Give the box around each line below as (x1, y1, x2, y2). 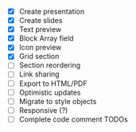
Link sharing (18, 69, 60, 79)
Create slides (18, 16, 63, 25)
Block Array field (18, 33, 74, 43)
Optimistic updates (18, 87, 81, 97)
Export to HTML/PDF (18, 79, 87, 88)
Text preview (18, 25, 62, 34)
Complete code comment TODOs (18, 115, 128, 124)
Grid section (18, 52, 60, 61)
